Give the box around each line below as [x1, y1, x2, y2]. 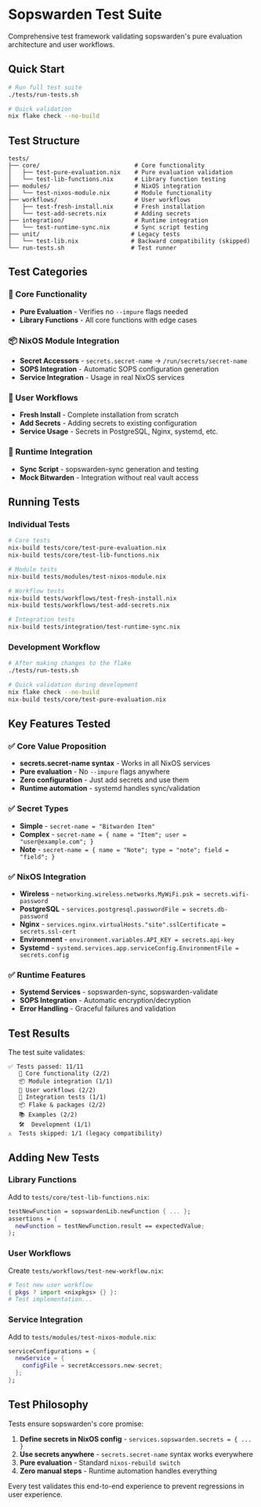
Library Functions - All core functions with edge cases [19, 315, 198, 324]
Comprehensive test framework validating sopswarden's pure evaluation [8, 31, 243, 41]
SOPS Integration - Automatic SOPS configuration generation [19, 364, 219, 374]
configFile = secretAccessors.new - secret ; [22, 1362, 163, 1370]
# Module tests [8, 565, 58, 573]
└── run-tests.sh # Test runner [8, 244, 177, 252]
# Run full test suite [8, 83, 82, 91]
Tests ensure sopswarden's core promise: [8, 1419, 143, 1428]
